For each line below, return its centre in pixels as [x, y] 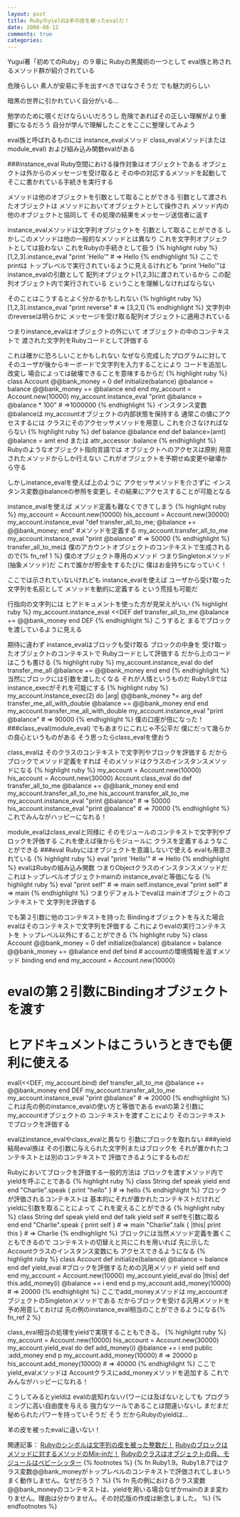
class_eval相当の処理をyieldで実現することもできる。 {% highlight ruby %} [117, 1332]
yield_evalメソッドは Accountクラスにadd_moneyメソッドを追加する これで [118, 1373]
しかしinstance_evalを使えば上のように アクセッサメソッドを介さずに [109, 482]
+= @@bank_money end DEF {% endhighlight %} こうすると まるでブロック [119, 621]
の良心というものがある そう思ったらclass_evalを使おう [89, 737]
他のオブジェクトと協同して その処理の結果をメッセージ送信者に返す [108, 215]
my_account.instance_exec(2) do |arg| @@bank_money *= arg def [105, 696]
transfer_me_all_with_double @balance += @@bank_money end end [108, 703]
